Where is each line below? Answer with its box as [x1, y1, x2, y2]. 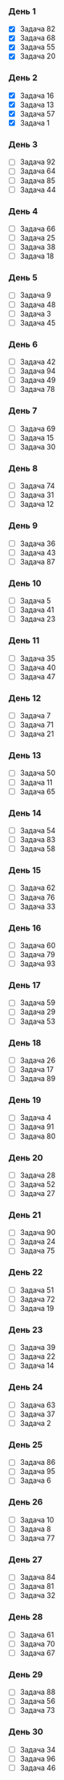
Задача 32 [19, 1591, 56, 1600]
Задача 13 [19, 100, 54, 109]
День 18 [8, 1037, 42, 1048]
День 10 [8, 577, 42, 589]
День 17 [8, 980, 42, 991]
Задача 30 [19, 441, 56, 451]
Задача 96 [19, 1753, 56, 1763]
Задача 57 [19, 109, 55, 118]
